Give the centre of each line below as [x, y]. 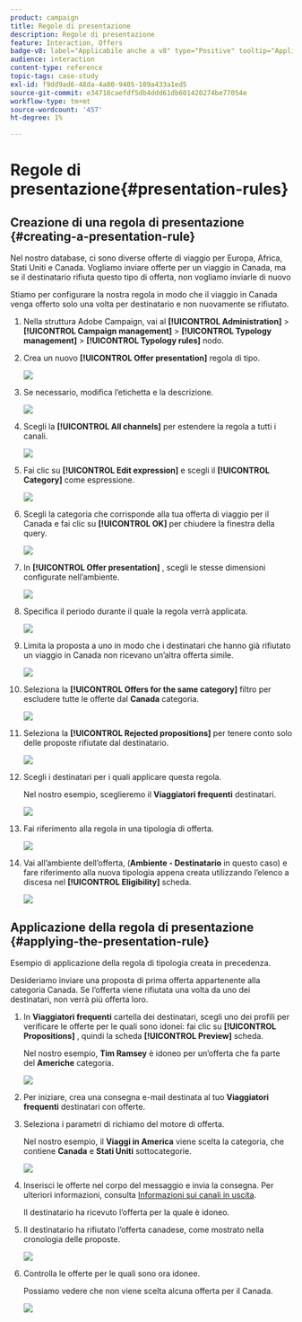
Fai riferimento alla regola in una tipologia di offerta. [118, 829]
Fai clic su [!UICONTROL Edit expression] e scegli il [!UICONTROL [146, 470]
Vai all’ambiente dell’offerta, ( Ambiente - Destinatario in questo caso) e [155, 863]
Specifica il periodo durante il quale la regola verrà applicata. [135, 611]
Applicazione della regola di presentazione [132, 927]
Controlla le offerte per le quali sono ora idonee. [112, 1273]
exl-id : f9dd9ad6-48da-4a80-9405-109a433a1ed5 [99, 84]
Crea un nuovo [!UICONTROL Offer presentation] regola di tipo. [142, 358]
